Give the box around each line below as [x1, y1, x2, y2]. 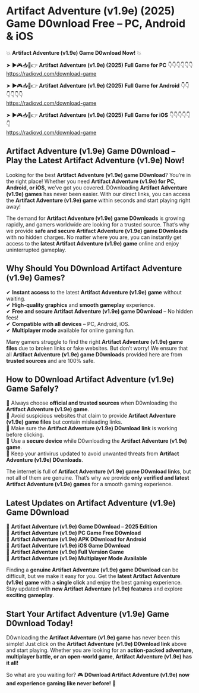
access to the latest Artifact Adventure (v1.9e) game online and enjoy [6, 240, 179, 247]
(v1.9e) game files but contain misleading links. [6, 418, 123, 425]
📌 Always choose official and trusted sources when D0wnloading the [6, 399, 178, 406]
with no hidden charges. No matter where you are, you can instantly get [6, 234, 182, 241]
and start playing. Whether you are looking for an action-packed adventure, [6, 647, 194, 654]
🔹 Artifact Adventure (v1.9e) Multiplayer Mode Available [6, 555, 147, 562]
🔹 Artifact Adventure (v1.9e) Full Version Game [6, 548, 124, 555]
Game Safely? [6, 383, 59, 394]
